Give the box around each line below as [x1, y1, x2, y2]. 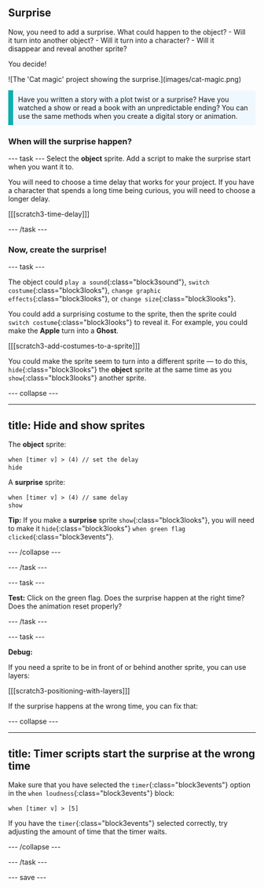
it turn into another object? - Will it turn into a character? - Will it [8, 35, 214, 45]
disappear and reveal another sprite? [8, 43, 127, 54]
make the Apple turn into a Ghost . [8, 326, 119, 335]
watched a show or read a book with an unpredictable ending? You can [18, 102, 249, 113]
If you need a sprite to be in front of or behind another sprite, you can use [8, 663, 247, 672]
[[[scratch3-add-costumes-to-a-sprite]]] [8, 342, 141, 351]
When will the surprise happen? [8, 135, 132, 146]
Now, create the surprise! [8, 244, 108, 255]
